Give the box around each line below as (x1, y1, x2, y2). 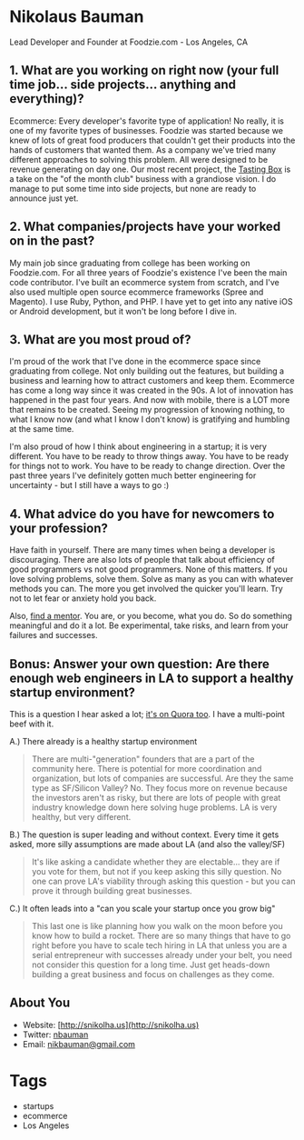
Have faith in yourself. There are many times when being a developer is (9, 545, 276, 555)
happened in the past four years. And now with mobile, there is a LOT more (9, 395, 290, 405)
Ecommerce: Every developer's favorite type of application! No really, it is (9, 115, 284, 126)
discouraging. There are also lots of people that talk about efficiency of (9, 555, 275, 565)
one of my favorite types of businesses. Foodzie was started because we (9, 125, 284, 135)
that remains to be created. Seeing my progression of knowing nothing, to (9, 405, 286, 415)
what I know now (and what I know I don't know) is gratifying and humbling (9, 414, 290, 425)
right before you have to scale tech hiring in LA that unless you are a (31, 940, 288, 951)
